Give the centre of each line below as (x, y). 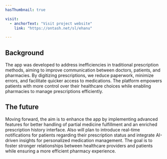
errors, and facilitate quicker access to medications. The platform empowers (83, 81)
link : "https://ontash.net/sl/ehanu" (53, 28)
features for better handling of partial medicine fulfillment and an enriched (81, 124)
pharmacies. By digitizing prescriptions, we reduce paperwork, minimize (80, 75)
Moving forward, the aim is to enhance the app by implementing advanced (82, 119)
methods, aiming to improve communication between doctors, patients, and (83, 70)
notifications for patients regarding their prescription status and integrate (80, 135)
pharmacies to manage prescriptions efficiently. (54, 91)
